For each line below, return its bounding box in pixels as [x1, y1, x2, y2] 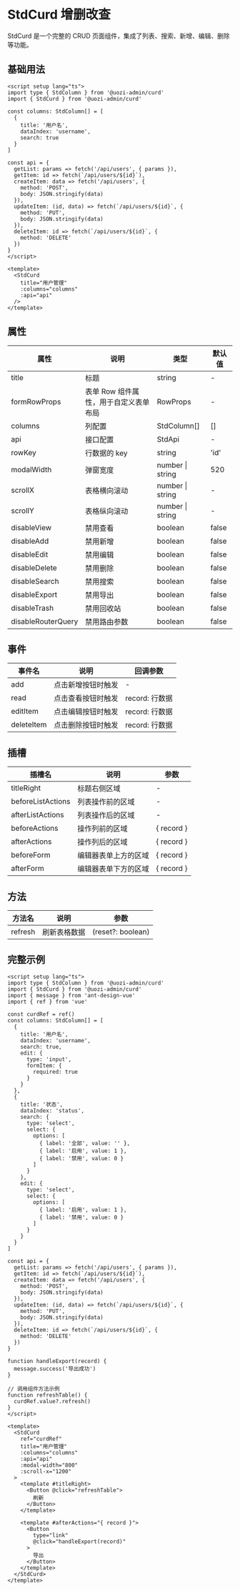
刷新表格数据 [42, 927, 86, 937]
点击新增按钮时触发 [53, 680, 119, 690]
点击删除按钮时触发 [53, 720, 119, 730]
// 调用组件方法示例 [7, 1385, 60, 1392]
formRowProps [11, 396, 61, 407]
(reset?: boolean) [92, 927, 150, 937]
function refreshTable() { [7, 1391, 88, 1399]
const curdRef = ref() [7, 1010, 75, 1018]
